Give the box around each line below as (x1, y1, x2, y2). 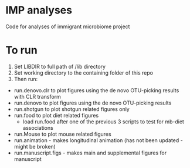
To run (5, 43, 38, 57)
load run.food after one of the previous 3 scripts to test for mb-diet (22, 118, 184, 125)
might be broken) (13, 143, 56, 150)
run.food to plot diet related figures (13, 112, 99, 119)
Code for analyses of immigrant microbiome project (5, 23, 130, 30)
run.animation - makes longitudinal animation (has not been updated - (13, 136, 183, 144)
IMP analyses (5, 4, 73, 17)
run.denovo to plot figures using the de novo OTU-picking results (13, 99, 172, 106)
